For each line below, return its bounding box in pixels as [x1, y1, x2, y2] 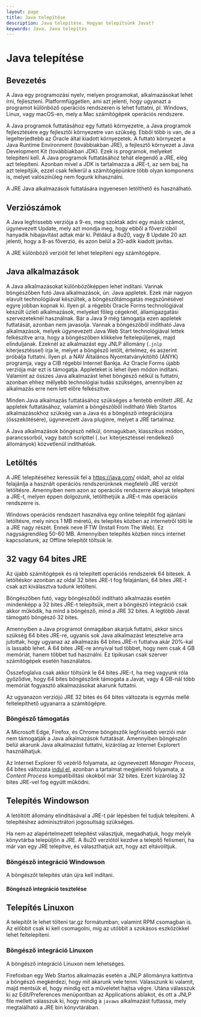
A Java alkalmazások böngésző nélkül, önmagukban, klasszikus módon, [6, 427, 185, 434]
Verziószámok [6, 202, 62, 212]
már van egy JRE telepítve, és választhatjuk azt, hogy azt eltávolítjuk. [6, 842, 177, 850]
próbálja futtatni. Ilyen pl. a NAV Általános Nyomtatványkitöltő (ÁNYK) [6, 353, 179, 360]
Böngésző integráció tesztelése [6, 885, 87, 892]
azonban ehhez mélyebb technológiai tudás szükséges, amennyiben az [6, 379, 183, 386]
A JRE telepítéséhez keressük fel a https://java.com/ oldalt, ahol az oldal [6, 474, 184, 481]
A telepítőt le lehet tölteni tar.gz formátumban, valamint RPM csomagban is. [6, 918, 193, 926]
